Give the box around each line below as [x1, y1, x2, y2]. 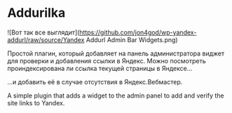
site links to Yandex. [7, 98, 65, 107]
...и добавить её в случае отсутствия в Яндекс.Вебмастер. [7, 77, 183, 86]
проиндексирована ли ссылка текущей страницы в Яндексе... [7, 64, 193, 72]
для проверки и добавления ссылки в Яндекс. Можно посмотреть [7, 56, 206, 65]
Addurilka [7, 5, 66, 21]
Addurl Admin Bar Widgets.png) [86, 35, 178, 44]
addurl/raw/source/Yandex [7, 35, 85, 44]
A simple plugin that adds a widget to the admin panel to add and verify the [7, 91, 224, 100]
